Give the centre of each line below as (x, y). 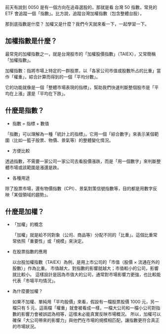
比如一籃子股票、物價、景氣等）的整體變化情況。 (63, 140)
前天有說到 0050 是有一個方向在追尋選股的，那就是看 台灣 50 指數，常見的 (81, 7)
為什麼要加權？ (27, 291)
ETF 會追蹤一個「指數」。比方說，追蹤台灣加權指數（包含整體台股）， (75, 13)
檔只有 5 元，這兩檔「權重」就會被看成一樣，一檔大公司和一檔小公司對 (84, 308)
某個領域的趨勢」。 (32, 194)
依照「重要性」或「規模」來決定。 (51, 241)
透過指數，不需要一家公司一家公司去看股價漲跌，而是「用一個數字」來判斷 (81, 161)
